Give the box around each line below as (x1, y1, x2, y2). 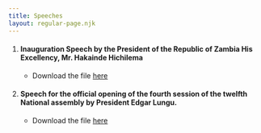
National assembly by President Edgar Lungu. (19, 98, 178, 107)
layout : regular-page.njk (8, 19, 95, 27)
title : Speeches (8, 11, 63, 20)
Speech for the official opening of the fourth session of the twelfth (19, 89, 248, 99)
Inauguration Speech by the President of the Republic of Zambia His (19, 44, 253, 54)
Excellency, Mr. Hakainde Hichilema (19, 53, 144, 63)
